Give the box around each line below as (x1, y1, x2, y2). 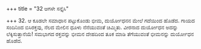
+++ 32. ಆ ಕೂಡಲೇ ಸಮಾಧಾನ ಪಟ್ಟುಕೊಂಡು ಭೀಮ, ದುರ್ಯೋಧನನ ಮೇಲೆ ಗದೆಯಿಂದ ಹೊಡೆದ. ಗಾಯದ (6, 17, 195, 24)
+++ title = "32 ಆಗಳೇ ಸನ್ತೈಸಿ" (6, 5, 69, 12)
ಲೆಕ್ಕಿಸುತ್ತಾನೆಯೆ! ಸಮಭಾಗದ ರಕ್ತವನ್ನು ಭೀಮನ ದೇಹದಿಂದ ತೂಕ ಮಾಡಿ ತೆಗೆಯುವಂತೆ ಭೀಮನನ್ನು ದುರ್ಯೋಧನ (6, 30, 194, 38)
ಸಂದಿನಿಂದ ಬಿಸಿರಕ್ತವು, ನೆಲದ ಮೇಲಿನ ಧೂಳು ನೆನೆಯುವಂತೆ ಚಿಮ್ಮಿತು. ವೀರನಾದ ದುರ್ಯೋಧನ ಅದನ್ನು (6, 24, 178, 30)
